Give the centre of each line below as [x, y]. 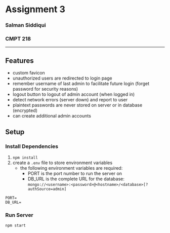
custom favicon [29, 73]
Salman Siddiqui [26, 25]
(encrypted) [25, 110]
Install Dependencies [32, 146]
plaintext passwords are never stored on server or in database [77, 105]
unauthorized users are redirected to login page [62, 78]
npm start [16, 226]
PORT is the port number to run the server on [75, 173]
